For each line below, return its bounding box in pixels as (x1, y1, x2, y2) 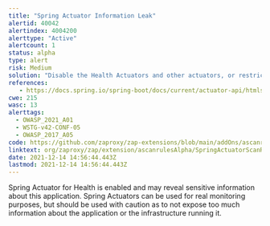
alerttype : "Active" (8, 34, 78, 42)
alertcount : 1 (8, 42, 56, 50)
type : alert (8, 57, 48, 65)
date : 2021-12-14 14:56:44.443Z (8, 153, 117, 161)
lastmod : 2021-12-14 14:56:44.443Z (8, 161, 128, 169)
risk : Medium (8, 64, 52, 72)
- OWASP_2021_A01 (15, 116, 74, 124)
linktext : (8, 146, 42, 154)
